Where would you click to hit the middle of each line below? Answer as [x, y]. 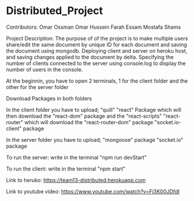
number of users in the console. [45, 69]
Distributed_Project [55, 11]
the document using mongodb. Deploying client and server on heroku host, [97, 50]
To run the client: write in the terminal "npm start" [66, 169]
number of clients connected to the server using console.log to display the [96, 63]
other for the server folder [38, 87]
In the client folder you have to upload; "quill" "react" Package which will [94, 110]
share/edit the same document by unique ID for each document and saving [97, 45]
